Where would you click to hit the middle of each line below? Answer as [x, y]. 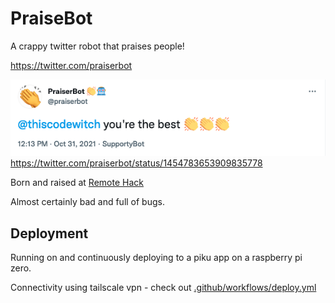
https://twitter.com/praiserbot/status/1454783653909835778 [136, 163]
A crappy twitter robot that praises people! [97, 46]
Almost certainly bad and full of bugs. [87, 202]
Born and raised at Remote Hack [77, 183]
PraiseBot [51, 18]
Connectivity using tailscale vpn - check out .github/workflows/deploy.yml [163, 287]
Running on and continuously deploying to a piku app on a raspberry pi [156, 257]
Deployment [49, 233]
